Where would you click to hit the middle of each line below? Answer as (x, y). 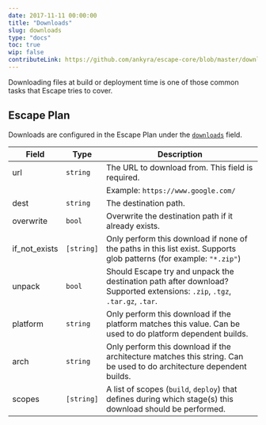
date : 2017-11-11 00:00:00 (53, 15)
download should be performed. (166, 408)
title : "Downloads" (40, 23)
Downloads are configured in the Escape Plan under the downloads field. (125, 135)
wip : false (26, 52)
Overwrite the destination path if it (170, 216)
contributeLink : (35, 60)
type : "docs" (30, 38)
